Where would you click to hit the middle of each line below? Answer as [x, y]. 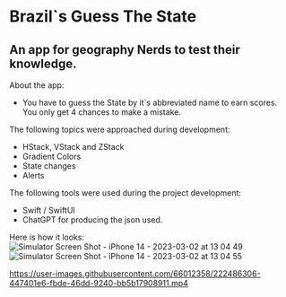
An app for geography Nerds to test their [125, 50]
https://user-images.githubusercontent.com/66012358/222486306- [135, 274]
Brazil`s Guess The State [103, 17]
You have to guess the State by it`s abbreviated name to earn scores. [150, 102]
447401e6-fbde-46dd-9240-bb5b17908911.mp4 [99, 283]
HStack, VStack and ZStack [73, 147]
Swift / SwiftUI [49, 210]
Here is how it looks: [47, 237]
